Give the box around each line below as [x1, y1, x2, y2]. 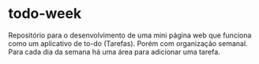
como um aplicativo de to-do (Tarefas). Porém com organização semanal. [8, 38, 248, 48]
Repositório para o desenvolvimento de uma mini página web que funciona [8, 30, 252, 40]
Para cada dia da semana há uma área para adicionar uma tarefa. [8, 47, 221, 56]
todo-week [8, 5, 82, 23]
